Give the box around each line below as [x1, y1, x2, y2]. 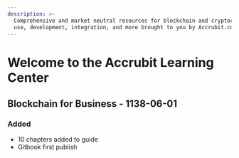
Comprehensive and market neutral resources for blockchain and [14, 17, 208, 24]
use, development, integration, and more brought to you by [14, 23, 196, 31]
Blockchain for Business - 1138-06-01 [7, 98, 178, 110]
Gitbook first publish [17, 143, 78, 152]
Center [7, 69, 49, 85]
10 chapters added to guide [17, 135, 98, 144]
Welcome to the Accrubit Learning [7, 54, 215, 70]
